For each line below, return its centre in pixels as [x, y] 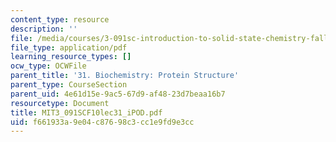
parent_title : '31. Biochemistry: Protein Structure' [125, 76]
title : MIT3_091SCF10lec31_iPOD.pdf [86, 112]
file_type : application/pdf [69, 47]
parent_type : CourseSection [69, 85]
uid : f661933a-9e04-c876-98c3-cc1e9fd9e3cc [102, 122]
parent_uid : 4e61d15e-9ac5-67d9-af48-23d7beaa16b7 [118, 94]
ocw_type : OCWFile [48, 66]
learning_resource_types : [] [71, 57]
